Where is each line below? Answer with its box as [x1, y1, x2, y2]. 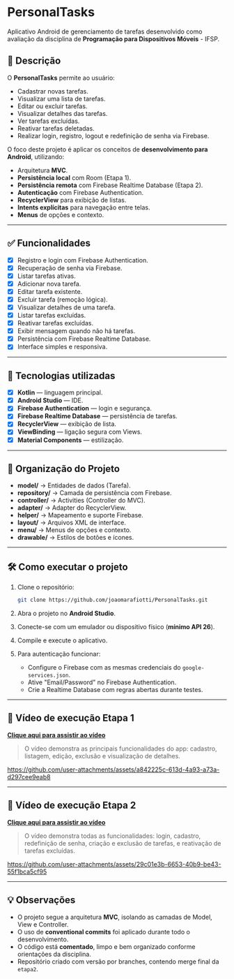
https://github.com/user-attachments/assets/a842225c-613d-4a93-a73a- [7, 765, 220, 774]
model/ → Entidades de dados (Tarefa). [17, 481, 131, 489]
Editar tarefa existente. [17, 287, 83, 295]
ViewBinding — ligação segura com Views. [17, 427, 143, 436]
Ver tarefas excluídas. [17, 117, 80, 125]
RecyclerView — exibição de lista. [17, 420, 117, 428]
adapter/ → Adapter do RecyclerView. [17, 503, 127, 512]
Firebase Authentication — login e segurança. [17, 404, 152, 413]
